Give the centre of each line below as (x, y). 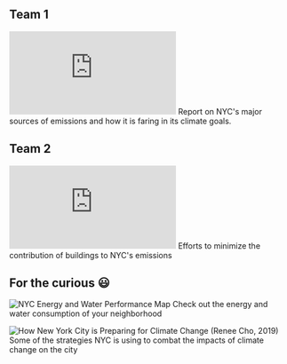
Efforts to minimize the (219, 245)
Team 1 (29, 15)
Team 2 (30, 149)
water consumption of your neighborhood (86, 313)
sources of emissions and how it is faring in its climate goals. (120, 121)
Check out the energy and (220, 305)
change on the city (44, 350)
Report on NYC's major (219, 111)
